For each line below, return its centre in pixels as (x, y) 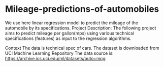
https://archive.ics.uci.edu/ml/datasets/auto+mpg (55, 58)
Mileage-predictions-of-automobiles (82, 9)
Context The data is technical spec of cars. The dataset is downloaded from (82, 48)
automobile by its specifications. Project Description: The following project (81, 28)
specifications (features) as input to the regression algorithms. (68, 38)
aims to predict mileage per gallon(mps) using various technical (70, 33)
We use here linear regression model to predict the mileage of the (72, 23)
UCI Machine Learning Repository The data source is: (60, 53)
